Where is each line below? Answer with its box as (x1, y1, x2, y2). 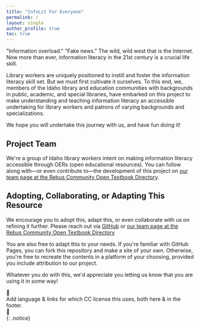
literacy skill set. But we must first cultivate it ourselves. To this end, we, (6, 78, 183, 85)
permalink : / (6, 14, 39, 20)
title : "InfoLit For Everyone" (6, 8, 84, 15)
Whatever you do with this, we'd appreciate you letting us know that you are (6, 271, 193, 278)
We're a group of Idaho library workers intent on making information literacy (6, 154, 193, 161)
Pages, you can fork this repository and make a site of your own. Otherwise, (6, 246, 193, 254)
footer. (6, 301, 23, 308)
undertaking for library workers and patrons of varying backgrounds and (6, 103, 185, 111)
